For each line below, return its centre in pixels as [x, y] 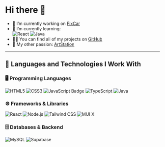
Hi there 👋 [25, 10]
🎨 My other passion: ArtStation [43, 44]
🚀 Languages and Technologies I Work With [73, 64]
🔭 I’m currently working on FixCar [46, 23]
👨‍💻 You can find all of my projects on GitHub [57, 39]
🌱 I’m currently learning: [36, 28]
